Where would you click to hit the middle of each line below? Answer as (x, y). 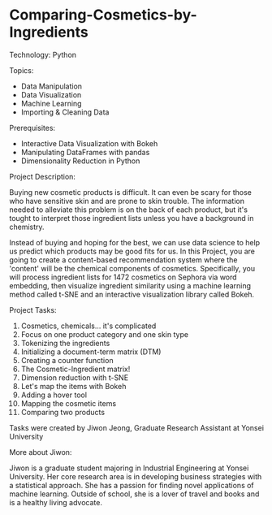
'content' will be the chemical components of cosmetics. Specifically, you (132, 268)
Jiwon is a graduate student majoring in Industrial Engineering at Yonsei (129, 468)
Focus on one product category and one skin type (105, 334)
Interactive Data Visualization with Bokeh (89, 143)
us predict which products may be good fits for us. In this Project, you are (132, 251)
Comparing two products (63, 412)
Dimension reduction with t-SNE (75, 377)
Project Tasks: (33, 309)
